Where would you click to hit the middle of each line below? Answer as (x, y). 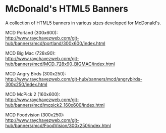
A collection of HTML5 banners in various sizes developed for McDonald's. (83, 23)
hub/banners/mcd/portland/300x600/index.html (55, 43)
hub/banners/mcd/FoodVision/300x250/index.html (58, 125)
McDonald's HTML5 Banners (67, 9)
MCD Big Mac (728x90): (30, 53)
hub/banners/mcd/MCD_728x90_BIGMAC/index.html (60, 64)
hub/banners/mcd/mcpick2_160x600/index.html (55, 105)
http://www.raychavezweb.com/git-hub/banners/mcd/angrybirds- (74, 79)
